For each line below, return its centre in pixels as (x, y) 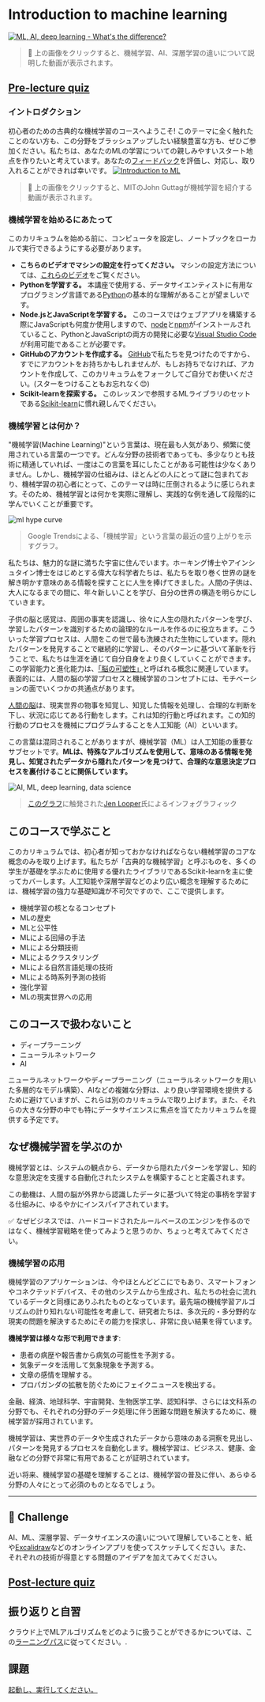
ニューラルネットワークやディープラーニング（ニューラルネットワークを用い (132, 1080)
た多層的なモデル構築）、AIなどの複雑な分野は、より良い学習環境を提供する (131, 1090)
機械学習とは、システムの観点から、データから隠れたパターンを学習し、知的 (132, 1167)
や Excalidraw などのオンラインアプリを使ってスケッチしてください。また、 (129, 1547)
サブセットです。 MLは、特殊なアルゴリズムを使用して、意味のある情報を (127, 752)
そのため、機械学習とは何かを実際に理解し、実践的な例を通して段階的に (138, 494)
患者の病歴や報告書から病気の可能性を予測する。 (99, 1355)
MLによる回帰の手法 (52, 938)
